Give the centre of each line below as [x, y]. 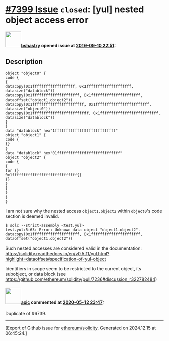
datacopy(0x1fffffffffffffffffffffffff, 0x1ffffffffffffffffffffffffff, [83, 113]
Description [24, 62]
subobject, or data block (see [36, 274]
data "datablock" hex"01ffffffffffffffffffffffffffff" [64, 153]
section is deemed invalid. [32, 216]
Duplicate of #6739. [26, 313]
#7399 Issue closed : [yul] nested [75, 9]
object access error [47, 20]
